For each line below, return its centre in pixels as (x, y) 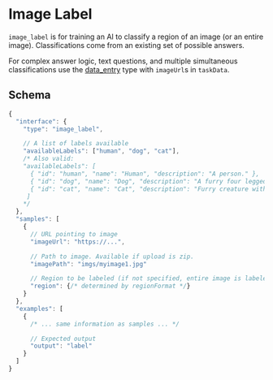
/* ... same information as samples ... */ (105, 324)
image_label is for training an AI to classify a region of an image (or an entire (136, 37)
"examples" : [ (39, 309)
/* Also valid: (49, 159)
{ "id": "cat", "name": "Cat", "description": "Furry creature (139, 189)
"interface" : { (41, 121)
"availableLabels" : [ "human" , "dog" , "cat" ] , (102, 151)
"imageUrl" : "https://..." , (78, 242)
